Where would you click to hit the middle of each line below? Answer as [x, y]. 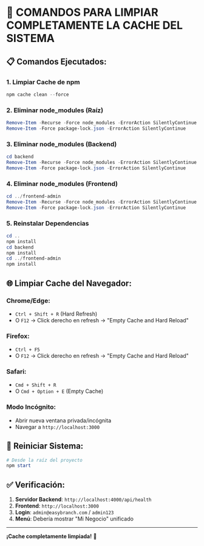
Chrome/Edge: [28, 300]
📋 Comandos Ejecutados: [57, 61]
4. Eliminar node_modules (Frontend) [62, 183]
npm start [19, 466]
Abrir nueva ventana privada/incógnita [63, 420]
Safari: [16, 372]
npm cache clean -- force [38, 94]
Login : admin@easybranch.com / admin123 [64, 512]
